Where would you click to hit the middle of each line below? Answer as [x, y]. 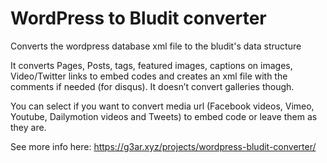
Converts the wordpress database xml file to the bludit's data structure [156, 46]
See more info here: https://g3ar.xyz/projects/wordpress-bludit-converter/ [163, 146]
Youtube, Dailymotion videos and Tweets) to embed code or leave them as [164, 116]
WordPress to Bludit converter [138, 18]
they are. [28, 127]
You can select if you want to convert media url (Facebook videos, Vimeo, [162, 106]
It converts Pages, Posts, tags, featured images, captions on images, [151, 65]
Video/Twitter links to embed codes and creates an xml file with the [149, 76]
